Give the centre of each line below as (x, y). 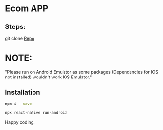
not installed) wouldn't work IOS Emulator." (49, 77)
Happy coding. (20, 122)
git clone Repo (20, 38)
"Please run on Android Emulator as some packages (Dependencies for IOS (82, 72)
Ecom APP (27, 9)
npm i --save (18, 104)
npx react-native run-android (36, 113)
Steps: (15, 27)
